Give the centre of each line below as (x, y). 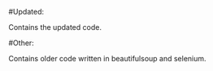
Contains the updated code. (55, 27)
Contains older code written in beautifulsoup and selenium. (107, 58)
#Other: (21, 43)
